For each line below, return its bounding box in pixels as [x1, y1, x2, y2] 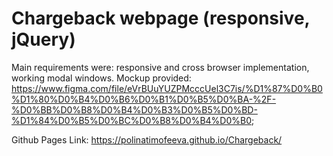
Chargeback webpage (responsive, [11, 7, 311, 30]
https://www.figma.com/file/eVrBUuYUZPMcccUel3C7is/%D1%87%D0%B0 [11, 82, 323, 94]
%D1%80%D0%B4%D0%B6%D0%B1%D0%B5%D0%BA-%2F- [11, 93, 277, 105]
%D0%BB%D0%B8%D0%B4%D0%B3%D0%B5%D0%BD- [11, 103, 258, 116]
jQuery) [11, 28, 76, 51]
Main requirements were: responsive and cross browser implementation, [11, 61, 310, 73]
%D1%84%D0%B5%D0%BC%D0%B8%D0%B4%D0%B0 [11, 114, 253, 126]
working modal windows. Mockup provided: [11, 72, 192, 84]
